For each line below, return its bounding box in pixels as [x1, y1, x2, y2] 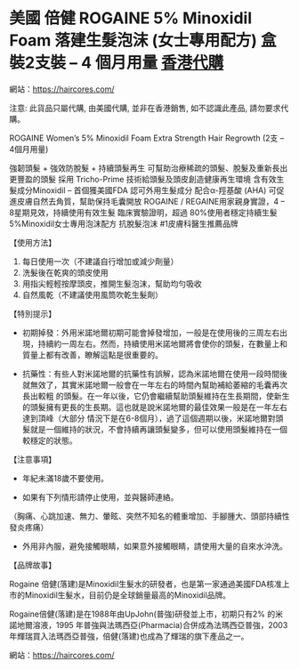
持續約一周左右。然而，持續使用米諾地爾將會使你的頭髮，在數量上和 [37, 338, 287, 349]
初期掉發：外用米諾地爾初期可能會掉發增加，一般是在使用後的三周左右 [21, 326, 280, 338]
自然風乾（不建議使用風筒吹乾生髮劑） [21, 289, 163, 300]
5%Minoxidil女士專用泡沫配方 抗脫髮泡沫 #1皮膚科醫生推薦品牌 [9, 218, 238, 229]
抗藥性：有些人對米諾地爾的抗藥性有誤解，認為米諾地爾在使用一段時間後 [21, 368, 287, 379]
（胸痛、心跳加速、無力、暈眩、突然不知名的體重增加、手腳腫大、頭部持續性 [9, 511, 290, 521]
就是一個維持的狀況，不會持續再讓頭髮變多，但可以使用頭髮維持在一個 [29, 423, 287, 434]
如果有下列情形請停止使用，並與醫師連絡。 [21, 491, 179, 503]
